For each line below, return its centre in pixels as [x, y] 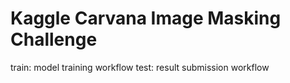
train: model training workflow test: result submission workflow [140, 67]
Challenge [54, 39]
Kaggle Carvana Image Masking [146, 18]
